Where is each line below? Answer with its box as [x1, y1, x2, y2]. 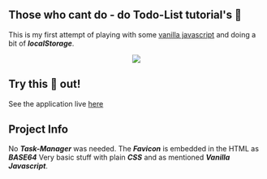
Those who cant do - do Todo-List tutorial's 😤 [8, 8, 242, 22]
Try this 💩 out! [8, 77, 81, 91]
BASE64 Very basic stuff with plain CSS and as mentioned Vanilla [8, 152, 230, 163]
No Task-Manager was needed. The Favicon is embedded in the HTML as [8, 144, 260, 154]
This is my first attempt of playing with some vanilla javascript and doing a [8, 29, 256, 39]
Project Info [8, 123, 69, 137]
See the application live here [8, 98, 104, 108]
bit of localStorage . [8, 38, 75, 48]
